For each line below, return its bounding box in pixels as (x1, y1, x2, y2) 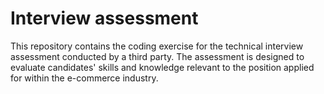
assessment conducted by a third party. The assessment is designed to (10, 50, 305, 62)
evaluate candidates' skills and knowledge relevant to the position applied (10, 61, 315, 73)
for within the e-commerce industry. (10, 72, 159, 84)
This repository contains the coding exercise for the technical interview (10, 40, 304, 52)
